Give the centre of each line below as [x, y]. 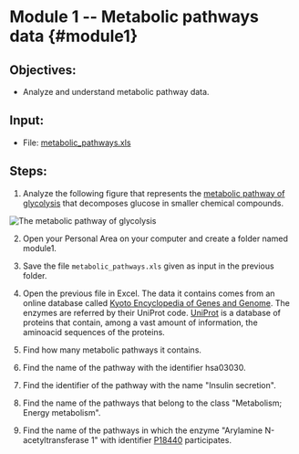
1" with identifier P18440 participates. [161, 439]
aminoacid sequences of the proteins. [94, 332]
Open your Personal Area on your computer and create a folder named [155, 238]
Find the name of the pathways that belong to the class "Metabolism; [152, 403]
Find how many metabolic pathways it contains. [112, 350]
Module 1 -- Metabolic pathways [134, 17]
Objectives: [43, 70]
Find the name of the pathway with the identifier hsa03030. [134, 367]
